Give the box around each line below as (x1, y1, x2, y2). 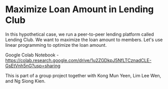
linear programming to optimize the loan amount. (5, 42, 107, 48)
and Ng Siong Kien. (5, 78, 46, 84)
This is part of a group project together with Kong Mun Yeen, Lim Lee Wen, (5, 72, 161, 78)
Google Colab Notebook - (5, 52, 59, 58)
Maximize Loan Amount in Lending (5, 4, 154, 15)
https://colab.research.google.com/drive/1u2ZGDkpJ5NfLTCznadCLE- (5, 57, 152, 63)
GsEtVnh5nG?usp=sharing (5, 63, 61, 69)
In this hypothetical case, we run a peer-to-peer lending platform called (5, 31, 154, 37)
